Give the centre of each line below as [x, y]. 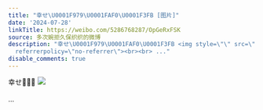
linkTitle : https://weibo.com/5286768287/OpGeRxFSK [94, 30]
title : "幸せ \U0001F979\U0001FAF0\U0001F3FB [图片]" [94, 15]
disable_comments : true [47, 59]
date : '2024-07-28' [40, 23]
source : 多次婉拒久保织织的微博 [55, 37]
